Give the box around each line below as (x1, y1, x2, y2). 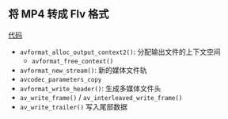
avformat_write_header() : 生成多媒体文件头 (19, 83, 161, 93)
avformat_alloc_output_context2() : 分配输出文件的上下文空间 (19, 47, 221, 56)
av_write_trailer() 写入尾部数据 (19, 102, 128, 111)
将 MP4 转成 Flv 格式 (8, 7, 109, 21)
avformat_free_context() (31, 57, 114, 65)
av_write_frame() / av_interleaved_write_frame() (19, 92, 183, 102)
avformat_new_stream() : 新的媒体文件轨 (19, 65, 148, 75)
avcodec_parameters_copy (19, 75, 102, 83)
